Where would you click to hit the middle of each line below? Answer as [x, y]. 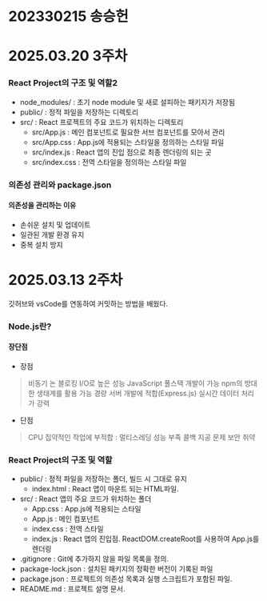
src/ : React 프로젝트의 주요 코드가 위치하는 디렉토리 [102, 122]
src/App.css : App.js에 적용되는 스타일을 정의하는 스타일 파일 [128, 142]
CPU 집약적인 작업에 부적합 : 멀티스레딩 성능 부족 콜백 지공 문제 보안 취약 [141, 437]
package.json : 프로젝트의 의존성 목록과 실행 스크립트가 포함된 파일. [126, 579]
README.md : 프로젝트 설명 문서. [72, 589]
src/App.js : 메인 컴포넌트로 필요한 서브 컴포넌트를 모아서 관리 [128, 132]
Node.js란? [30, 327]
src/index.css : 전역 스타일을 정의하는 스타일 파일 [109, 162]
